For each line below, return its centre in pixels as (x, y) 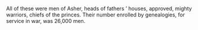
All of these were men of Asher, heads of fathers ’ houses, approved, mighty (99, 9)
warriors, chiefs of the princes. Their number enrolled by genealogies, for (95, 15)
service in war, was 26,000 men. (46, 21)
